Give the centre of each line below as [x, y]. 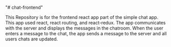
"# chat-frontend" [24, 7]
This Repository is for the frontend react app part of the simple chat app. [82, 17]
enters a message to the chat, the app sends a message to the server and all [86, 33]
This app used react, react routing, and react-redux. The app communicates [85, 23]
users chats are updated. [31, 39]
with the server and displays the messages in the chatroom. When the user [84, 28]
